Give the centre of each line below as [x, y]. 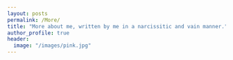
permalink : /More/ [34, 20]
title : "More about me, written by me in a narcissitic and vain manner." [118, 26]
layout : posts [28, 13]
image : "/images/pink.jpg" [52, 46]
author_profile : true [38, 33]
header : [18, 39]
